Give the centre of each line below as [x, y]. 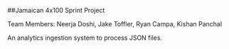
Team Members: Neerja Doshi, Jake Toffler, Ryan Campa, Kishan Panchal [115, 24]
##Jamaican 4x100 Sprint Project [56, 10]
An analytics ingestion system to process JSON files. [85, 38]
